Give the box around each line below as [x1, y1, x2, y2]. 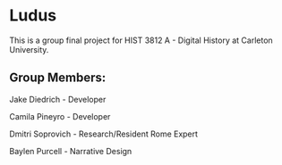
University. [9, 44, 49, 54]
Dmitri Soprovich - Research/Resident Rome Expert [9, 128, 199, 139]
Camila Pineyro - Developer [9, 111, 111, 121]
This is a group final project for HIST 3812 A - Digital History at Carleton [9, 35, 273, 45]
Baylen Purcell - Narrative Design [9, 145, 132, 156]
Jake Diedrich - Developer [9, 94, 107, 104]
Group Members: [9, 70, 107, 86]
